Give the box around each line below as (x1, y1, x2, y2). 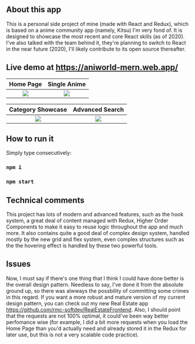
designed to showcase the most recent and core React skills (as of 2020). (6, 32, 185, 40)
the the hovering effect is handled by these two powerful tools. (6, 242, 159, 249)
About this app (6, 5, 62, 15)
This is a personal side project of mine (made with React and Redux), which (6, 20, 189, 27)
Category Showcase (9, 105, 68, 114)
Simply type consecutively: (6, 150, 72, 157)
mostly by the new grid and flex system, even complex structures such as (6, 236, 184, 243)
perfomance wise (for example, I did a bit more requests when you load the (6, 318, 188, 326)
